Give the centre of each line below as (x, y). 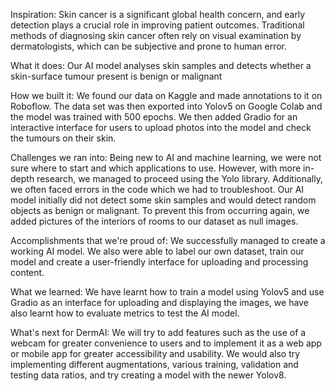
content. (27, 272)
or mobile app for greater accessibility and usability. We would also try (155, 353)
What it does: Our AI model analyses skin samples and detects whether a (161, 65)
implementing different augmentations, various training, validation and (154, 364)
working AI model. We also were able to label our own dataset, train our (157, 251)
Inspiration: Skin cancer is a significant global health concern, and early (158, 14)
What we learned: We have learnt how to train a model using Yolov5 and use (167, 292)
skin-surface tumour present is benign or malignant (116, 76)
